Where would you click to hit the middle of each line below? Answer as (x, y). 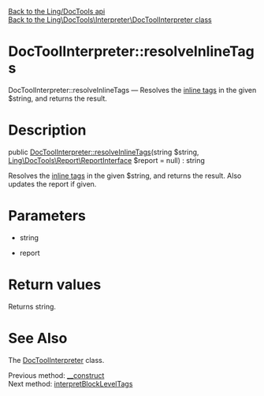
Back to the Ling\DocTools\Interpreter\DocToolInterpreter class (110, 20)
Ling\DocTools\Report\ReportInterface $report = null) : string (106, 160)
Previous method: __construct (56, 375)
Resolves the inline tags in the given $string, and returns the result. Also (125, 176)
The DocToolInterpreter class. (56, 360)
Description (47, 130)
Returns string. (32, 306)
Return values (55, 285)
